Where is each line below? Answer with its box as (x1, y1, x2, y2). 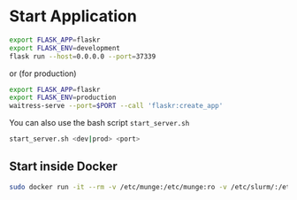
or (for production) (9, 68, 77, 79)
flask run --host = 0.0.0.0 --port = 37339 (9, 51, 156, 61)
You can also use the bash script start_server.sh (9, 118, 190, 128)
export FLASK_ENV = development (9, 43, 121, 52)
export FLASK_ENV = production (9, 93, 117, 103)
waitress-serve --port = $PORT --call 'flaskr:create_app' (9, 102, 224, 111)
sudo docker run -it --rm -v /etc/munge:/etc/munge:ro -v (9, 182, 227, 191)
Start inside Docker (9, 159, 118, 174)
